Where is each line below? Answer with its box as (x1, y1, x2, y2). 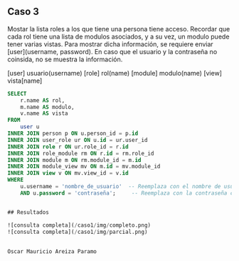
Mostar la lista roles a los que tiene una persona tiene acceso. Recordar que (7, 24, 230, 33)
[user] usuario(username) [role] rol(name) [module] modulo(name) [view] (7, 68, 223, 77)
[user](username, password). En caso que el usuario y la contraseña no (7, 47, 218, 56)
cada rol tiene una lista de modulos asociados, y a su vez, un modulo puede (7, 32, 230, 41)
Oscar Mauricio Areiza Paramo (7, 248, 97, 255)
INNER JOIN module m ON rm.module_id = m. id (7, 156, 142, 163)
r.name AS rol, (20, 96, 65, 104)
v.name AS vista (20, 110, 69, 117)
